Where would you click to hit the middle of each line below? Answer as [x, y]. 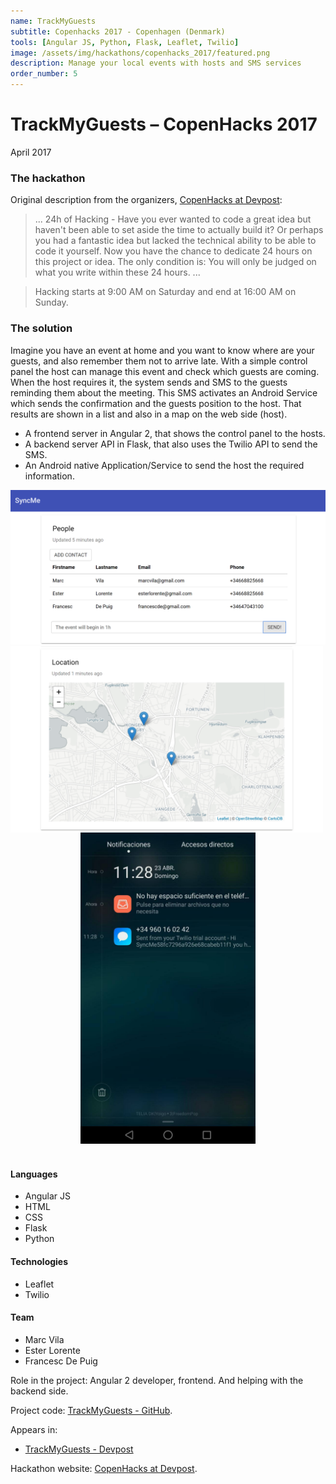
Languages [34, 1174]
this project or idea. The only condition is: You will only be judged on [175, 262]
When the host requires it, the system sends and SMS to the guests [149, 382]
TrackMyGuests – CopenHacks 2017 [164, 124]
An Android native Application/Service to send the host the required [164, 465]
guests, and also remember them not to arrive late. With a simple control [159, 361]
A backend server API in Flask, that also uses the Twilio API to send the [171, 444]
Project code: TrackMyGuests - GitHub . [91, 1410]
